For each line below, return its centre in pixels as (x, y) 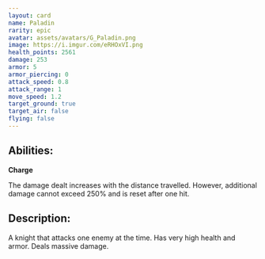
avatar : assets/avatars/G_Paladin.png (72, 38)
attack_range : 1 (35, 89)
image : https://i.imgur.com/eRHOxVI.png (76, 45)
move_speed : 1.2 (35, 97)
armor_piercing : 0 (38, 74)
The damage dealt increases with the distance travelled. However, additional (132, 185)
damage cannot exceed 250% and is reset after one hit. (99, 193)
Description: (40, 219)
